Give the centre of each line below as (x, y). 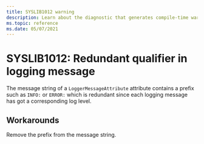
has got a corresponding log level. (49, 101)
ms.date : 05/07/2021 (32, 29)
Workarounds (33, 120)
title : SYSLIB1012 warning (40, 12)
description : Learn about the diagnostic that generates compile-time (97, 18)
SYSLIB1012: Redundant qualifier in (97, 59)
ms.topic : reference (32, 23)
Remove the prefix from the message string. (61, 135)
